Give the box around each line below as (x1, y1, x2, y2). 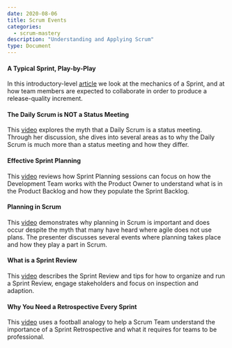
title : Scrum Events (7, 17, 68, 24)
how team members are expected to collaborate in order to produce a (7, 87, 207, 95)
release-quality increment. (7, 95, 84, 103)
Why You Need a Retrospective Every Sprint (7, 302, 137, 310)
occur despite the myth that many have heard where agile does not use (7, 226, 212, 234)
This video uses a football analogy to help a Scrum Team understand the (7, 318, 216, 326)
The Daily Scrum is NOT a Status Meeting (7, 110, 130, 118)
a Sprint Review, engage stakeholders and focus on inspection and (7, 279, 199, 287)
